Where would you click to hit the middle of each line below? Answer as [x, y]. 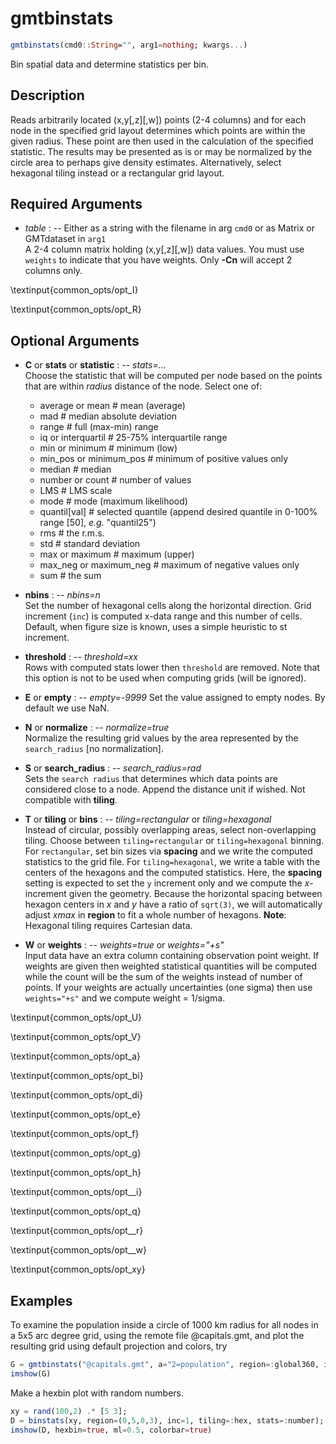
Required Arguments [76, 204]
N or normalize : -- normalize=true [97, 728]
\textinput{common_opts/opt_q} [76, 1211]
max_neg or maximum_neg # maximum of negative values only [169, 565]
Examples [41, 1300]
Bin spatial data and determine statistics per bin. [110, 64]
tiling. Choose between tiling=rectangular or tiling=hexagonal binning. [174, 841]
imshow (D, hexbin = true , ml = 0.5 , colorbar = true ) [111, 1430]
